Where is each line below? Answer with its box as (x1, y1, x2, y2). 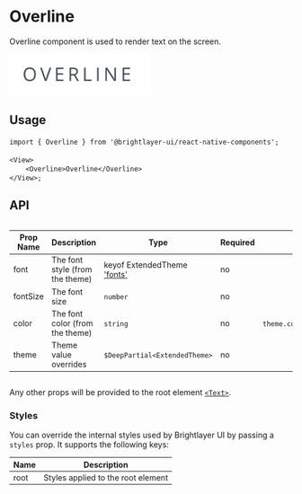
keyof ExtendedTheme (103, 259, 188, 270)
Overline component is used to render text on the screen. (9, 36, 222, 47)
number (103, 293, 129, 302)
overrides (51, 359, 87, 370)
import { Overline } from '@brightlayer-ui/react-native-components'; (9, 137, 280, 146)
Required (219, 236, 255, 248)
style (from (51, 264, 93, 275)
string (103, 319, 129, 329)
